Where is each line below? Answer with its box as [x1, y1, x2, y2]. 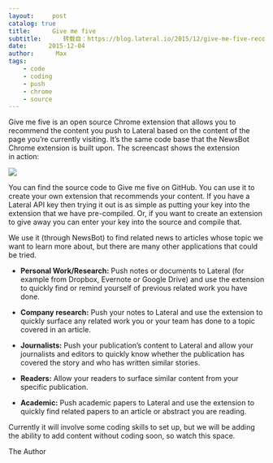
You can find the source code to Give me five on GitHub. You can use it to [8, 183, 255, 193]
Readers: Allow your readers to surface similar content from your [19, 374, 239, 383]
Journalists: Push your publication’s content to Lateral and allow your [19, 340, 253, 350]
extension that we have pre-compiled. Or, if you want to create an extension [8, 209, 262, 219]
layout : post [8, 11, 67, 20]
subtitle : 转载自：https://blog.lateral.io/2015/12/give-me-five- [8, 34, 252, 43]
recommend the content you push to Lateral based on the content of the [8, 126, 250, 136]
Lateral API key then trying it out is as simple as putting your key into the [8, 200, 250, 210]
